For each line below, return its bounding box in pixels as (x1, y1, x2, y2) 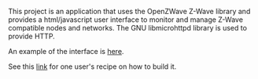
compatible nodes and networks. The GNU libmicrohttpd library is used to (8, 23, 248, 32)
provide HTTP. (8, 31, 55, 41)
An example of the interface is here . (8, 47, 124, 56)
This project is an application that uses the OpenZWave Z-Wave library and (8, 7, 251, 16)
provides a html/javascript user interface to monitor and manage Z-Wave (8, 15, 244, 24)
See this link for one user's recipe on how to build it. (8, 62, 177, 71)
